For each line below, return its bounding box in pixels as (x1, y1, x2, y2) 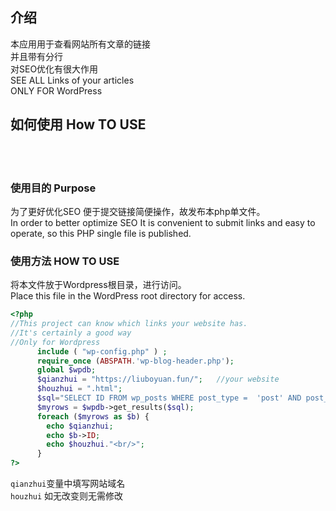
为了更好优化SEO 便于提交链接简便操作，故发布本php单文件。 (10, 205, 266, 217)
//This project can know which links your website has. (10, 319, 248, 329)
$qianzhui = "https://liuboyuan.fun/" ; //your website (36, 374, 280, 385)
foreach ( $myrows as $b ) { (36, 411, 150, 422)
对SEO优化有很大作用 (10, 63, 99, 75)
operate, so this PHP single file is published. (10, 227, 192, 239)
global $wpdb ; (36, 365, 97, 375)
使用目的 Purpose (10, 181, 97, 195)
